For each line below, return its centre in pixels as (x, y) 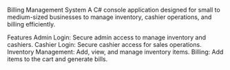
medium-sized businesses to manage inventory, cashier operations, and (109, 17)
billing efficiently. (31, 24)
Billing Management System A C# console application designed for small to (114, 10)
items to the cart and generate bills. (57, 59)
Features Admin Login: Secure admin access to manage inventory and (107, 37)
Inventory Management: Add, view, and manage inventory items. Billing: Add (115, 52)
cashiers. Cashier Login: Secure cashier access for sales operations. (104, 45)
